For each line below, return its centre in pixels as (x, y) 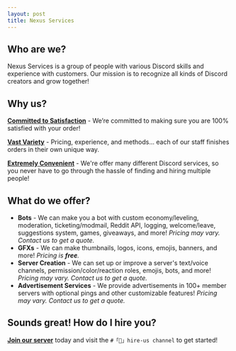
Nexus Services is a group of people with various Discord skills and (106, 66)
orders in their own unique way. (54, 150)
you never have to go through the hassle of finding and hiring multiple (109, 171)
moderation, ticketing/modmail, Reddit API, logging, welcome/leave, (117, 225)
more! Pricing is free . (48, 255)
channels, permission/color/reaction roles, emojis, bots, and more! (114, 270)
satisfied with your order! (44, 128)
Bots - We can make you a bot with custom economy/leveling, (108, 218)
